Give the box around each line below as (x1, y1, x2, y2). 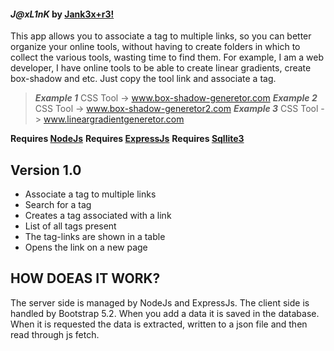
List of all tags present (24, 220, 117, 232)
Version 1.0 (10, 161, 82, 179)
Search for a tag (24, 199, 92, 211)
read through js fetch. (10, 328, 100, 340)
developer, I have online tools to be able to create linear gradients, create (10, 62, 312, 74)
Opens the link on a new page (24, 241, 148, 254)
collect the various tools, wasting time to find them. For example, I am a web (10, 51, 324, 64)
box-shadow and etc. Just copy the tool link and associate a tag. (10, 73, 277, 85)
